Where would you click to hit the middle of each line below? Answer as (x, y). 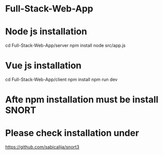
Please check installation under (72, 133)
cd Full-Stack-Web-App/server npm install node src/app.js (65, 45)
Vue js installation (43, 66)
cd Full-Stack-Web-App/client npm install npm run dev (61, 79)
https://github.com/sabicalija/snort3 (42, 147)
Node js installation (46, 32)
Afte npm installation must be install (82, 100)
